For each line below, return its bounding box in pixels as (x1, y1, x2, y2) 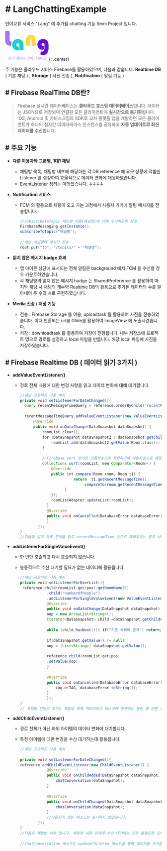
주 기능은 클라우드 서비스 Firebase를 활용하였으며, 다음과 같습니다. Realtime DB (5, 66, 161, 72)
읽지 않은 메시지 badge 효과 (12, 254, 67, 260)
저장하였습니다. (19, 342, 50, 348)
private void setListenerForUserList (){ (19, 580, 105, 585)
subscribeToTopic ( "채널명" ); (19, 229, 77, 235)
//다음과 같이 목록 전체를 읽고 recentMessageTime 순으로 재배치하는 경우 (19, 534, 155, 540)
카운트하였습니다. (25, 271, 59, 277)
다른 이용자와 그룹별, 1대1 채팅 (12, 158, 70, 164)
